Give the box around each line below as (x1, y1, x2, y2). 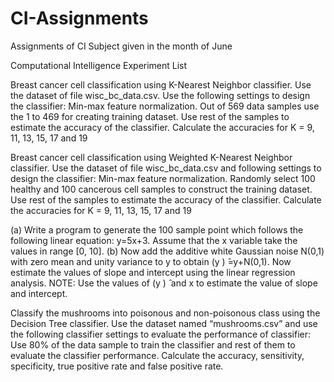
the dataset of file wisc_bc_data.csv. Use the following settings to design (10, 89, 311, 101)
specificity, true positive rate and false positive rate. (10, 360, 224, 372)
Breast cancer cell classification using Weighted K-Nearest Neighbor (10, 151, 293, 163)
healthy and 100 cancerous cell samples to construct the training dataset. (10, 183, 313, 195)
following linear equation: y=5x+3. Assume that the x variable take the (10, 234, 298, 246)
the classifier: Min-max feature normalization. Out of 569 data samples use (10, 100, 320, 112)
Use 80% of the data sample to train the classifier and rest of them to (10, 338, 296, 351)
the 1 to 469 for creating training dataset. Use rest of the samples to (10, 110, 290, 122)
